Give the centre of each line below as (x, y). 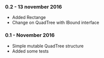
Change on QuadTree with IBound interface (56, 22)
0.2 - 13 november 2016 (34, 7)
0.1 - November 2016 (30, 35)
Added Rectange (29, 18)
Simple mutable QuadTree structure (48, 46)
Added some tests (30, 51)
